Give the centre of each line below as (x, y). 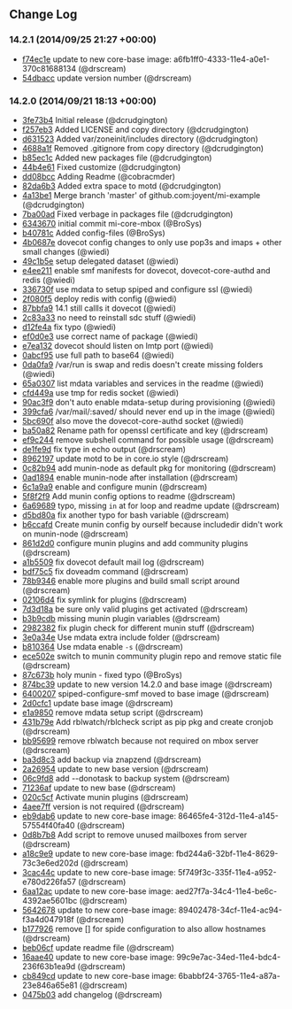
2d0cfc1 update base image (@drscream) (98, 703)
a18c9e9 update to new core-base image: (98, 853)
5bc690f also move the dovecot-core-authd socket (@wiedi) (133, 420)
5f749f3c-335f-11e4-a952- (227, 872)
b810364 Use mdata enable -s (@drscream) (102, 646)
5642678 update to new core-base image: (99, 910)
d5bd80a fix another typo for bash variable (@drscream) (126, 515)
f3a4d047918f (48, 919)
